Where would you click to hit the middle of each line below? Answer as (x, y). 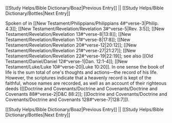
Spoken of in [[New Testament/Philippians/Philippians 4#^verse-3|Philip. (82, 23)
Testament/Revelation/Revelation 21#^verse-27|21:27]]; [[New (71, 50)
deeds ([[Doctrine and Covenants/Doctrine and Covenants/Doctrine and (81, 89)
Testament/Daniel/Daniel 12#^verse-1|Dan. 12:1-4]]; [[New (66, 61)
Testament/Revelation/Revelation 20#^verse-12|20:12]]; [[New (71, 45)
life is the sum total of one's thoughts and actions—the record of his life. (82, 72)
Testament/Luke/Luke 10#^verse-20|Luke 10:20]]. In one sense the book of (85, 67)
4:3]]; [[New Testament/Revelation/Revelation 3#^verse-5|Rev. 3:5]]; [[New (85, 29)
